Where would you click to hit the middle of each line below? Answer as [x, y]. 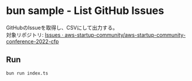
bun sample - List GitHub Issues [85, 11]
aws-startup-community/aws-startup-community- [125, 35]
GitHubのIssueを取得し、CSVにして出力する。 [62, 27]
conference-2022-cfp [32, 41]
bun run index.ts [27, 73]
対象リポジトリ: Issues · [35, 35]
